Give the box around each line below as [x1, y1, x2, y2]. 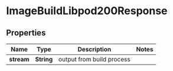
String [35, 55, 53, 63]
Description [77, 46, 112, 53]
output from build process [58, 55, 131, 63]
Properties [6, 28, 46, 38]
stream [9, 55, 30, 63]
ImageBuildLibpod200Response [6, 4, 168, 18]
